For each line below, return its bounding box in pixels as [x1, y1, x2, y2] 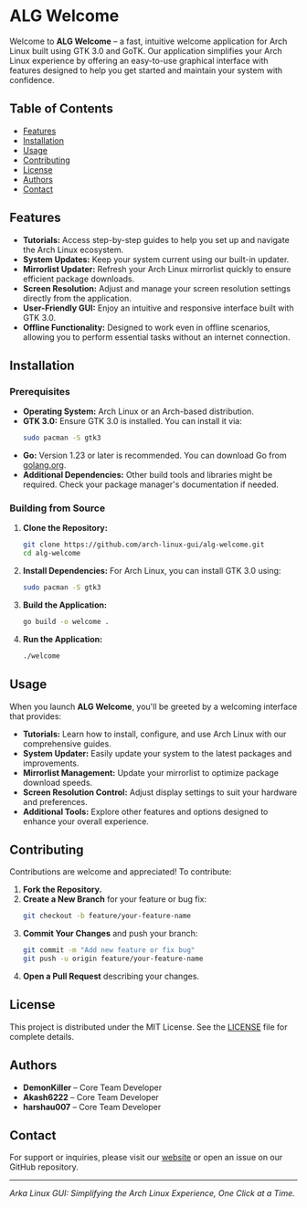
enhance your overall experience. [22, 815, 149, 827]
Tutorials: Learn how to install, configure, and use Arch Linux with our [22, 728, 287, 739]
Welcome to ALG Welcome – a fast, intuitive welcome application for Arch [9, 36, 288, 47]
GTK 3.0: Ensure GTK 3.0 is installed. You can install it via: [22, 416, 242, 427]
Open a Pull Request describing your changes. [22, 970, 199, 982]
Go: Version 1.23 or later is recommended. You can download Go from [22, 450, 287, 461]
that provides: [9, 710, 62, 722]
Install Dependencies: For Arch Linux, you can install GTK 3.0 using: [22, 566, 281, 577]
